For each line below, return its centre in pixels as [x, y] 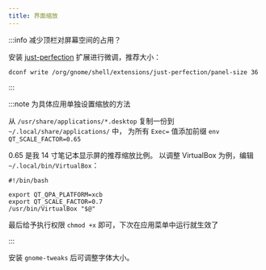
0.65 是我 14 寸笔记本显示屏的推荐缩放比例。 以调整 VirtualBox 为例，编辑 [131, 155]
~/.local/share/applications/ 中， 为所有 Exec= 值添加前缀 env [114, 131]
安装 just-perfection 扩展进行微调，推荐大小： [85, 56]
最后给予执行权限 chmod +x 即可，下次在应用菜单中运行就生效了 [114, 224]
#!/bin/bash [28, 181]
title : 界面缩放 [33, 16]
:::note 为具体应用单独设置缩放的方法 [70, 104]
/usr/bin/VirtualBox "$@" [52, 209]
